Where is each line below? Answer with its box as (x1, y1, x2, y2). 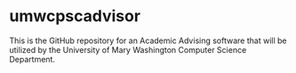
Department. (9, 54, 56, 64)
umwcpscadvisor (9, 6, 140, 26)
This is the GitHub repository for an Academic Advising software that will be (9, 35, 287, 46)
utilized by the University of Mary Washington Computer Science (9, 44, 247, 55)
